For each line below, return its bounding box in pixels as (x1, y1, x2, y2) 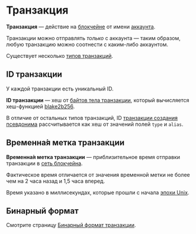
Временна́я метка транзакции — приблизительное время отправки (6, 153, 181, 160)
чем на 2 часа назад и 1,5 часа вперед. (6, 177, 105, 184)
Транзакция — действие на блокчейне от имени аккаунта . (6, 23, 156, 30)
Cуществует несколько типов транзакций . (6, 52, 114, 59)
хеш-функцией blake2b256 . (6, 103, 75, 110)
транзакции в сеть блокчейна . (6, 160, 83, 167)
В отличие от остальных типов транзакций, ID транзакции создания (6, 114, 178, 121)
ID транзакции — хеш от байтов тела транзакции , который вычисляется (6, 96, 189, 103)
